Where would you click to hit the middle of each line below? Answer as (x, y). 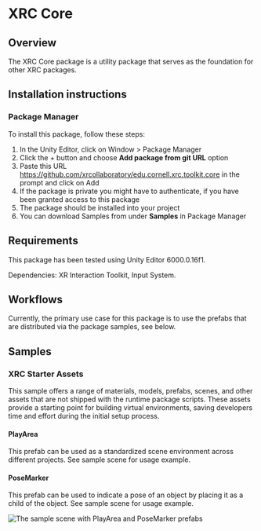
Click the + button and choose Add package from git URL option (124, 157)
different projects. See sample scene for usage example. (99, 460)
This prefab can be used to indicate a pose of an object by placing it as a (126, 495)
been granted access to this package (79, 199)
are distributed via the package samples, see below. (92, 327)
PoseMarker (29, 478)
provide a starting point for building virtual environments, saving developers (130, 408)
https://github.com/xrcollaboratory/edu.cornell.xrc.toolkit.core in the (130, 174)
